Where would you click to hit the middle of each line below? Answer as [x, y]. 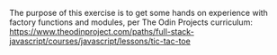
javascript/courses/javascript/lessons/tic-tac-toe [100, 41]
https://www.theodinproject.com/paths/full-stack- [102, 31]
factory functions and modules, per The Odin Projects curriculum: [131, 22]
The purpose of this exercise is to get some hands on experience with [138, 13]
